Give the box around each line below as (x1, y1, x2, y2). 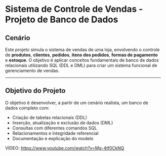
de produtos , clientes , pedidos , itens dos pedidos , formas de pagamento (5, 52, 158, 58)
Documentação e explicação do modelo (12, 135, 94, 141)
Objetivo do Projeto (5, 86, 66, 95)
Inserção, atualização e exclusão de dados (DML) (12, 119, 113, 125)
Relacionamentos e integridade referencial (12, 130, 99, 136)
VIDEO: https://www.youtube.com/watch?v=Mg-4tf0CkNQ (5, 145, 124, 151)
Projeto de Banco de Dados (5, 14, 119, 25)
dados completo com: (5, 105, 49, 111)
